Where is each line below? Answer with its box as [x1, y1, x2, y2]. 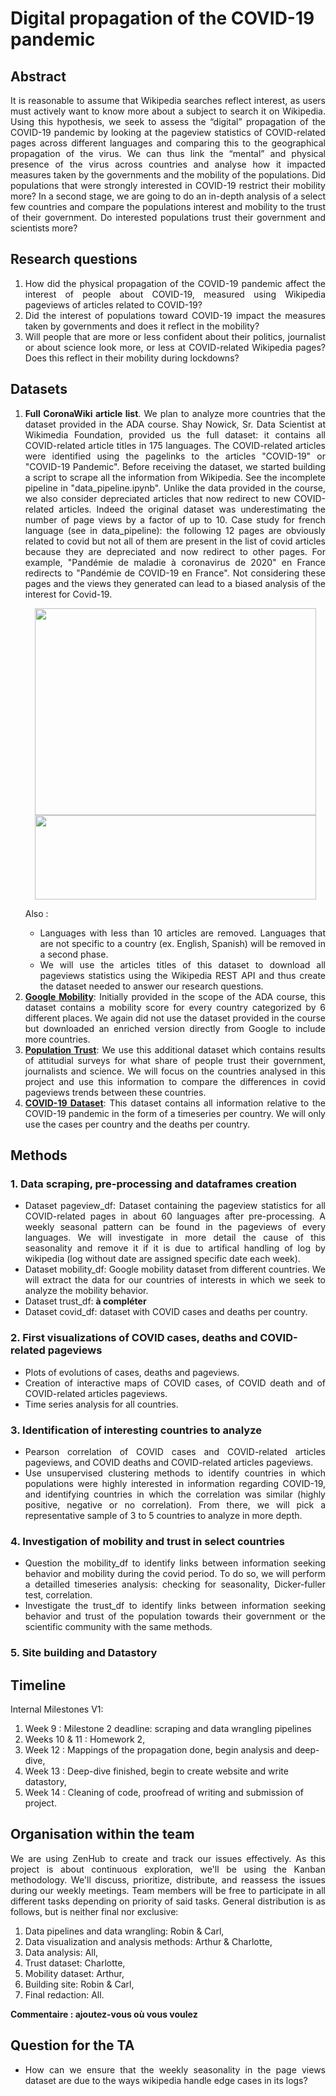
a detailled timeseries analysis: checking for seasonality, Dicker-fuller [24, 1578, 326, 1591]
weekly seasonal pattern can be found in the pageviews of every [24, 1221, 326, 1233]
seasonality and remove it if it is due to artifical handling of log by [24, 1242, 326, 1254]
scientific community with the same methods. [24, 1621, 213, 1633]
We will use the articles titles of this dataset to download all [39, 958, 326, 971]
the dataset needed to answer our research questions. [39, 980, 264, 992]
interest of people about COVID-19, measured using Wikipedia [24, 288, 326, 300]
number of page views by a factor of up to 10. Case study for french [24, 513, 326, 526]
